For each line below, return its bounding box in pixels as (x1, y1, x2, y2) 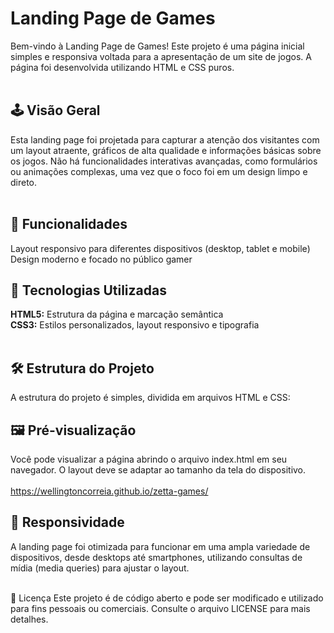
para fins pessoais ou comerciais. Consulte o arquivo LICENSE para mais (10, 602, 311, 614)
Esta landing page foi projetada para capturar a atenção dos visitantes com (10, 133, 320, 146)
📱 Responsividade (10, 514, 125, 531)
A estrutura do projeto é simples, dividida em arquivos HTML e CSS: (10, 392, 291, 404)
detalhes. (10, 613, 49, 625)
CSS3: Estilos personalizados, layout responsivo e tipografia (10, 319, 260, 331)
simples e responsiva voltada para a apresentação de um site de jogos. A (10, 50, 312, 62)
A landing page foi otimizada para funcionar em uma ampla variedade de (10, 540, 311, 552)
